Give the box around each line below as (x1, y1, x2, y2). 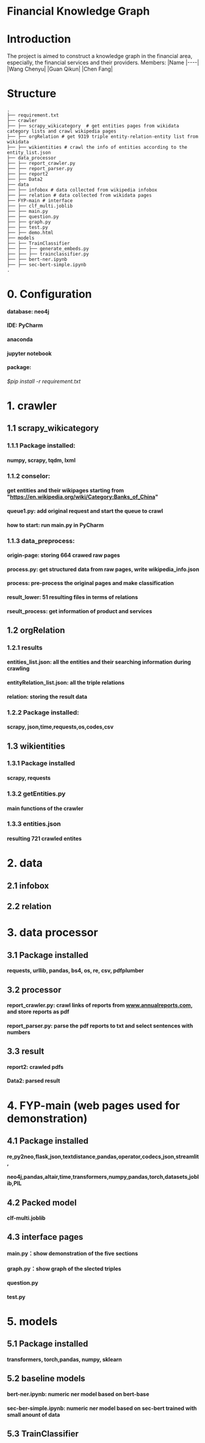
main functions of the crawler (7, 804, 84, 812)
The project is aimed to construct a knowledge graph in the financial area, (7, 52, 193, 60)
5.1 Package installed (7, 1339, 88, 1349)
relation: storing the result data (7, 693, 88, 700)
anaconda (7, 336, 33, 343)
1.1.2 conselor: (7, 472, 51, 480)
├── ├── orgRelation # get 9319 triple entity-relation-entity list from (7, 134, 199, 140)
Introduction (7, 32, 71, 46)
